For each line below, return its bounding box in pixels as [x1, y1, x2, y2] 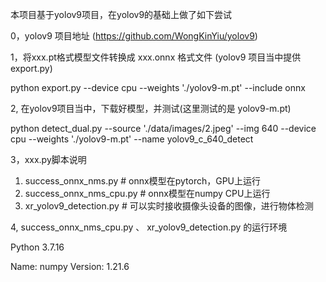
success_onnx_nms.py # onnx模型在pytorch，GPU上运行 [24, 175, 261, 187]
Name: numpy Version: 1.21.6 [10, 261, 130, 272]
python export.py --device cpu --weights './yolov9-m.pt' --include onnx [10, 82, 306, 93]
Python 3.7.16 [10, 241, 65, 253]
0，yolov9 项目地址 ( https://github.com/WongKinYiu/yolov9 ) [10, 30, 258, 42]
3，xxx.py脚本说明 [10, 154, 87, 165]
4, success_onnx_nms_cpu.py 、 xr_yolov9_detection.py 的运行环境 [10, 221, 288, 233]
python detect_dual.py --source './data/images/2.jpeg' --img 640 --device [10, 123, 317, 134]
